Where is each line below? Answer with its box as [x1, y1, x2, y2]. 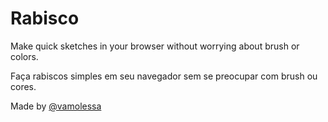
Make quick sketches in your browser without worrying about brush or [10, 40, 300, 52]
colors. [10, 50, 39, 62]
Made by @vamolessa [10, 100, 102, 112]
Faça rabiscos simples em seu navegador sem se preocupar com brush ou [10, 70, 318, 82]
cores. [10, 80, 37, 92]
